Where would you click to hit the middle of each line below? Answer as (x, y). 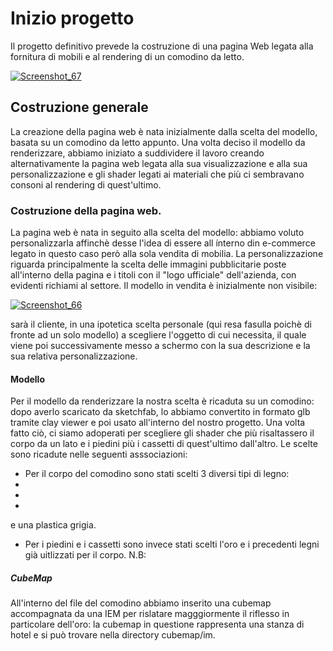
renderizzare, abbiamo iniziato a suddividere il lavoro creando (137, 153)
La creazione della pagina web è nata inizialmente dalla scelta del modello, (164, 131)
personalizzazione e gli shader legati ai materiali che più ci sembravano (157, 174)
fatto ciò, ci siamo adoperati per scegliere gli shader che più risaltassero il (162, 433)
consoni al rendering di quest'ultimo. (86, 184)
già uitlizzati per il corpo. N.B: (85, 555)
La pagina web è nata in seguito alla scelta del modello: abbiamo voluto (157, 233)
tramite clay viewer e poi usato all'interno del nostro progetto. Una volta (158, 423)
